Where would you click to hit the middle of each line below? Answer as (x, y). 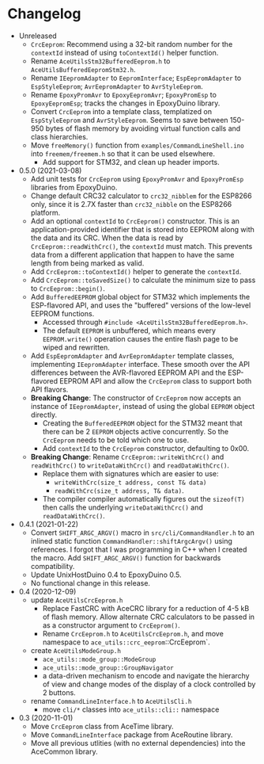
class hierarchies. (59, 136)
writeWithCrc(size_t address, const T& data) (130, 483)
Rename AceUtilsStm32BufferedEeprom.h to (100, 61)
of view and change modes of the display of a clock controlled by (149, 684)
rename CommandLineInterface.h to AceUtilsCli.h (111, 701)
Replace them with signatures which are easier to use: (130, 473)
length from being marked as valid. (87, 263)
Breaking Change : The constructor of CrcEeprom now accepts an (136, 398)
